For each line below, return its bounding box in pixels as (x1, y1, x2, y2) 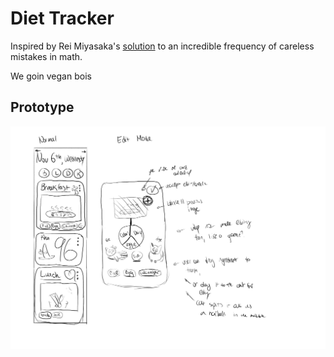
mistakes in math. (10, 50, 83, 62)
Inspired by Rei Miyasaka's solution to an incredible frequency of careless (10, 40, 315, 52)
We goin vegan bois (10, 70, 92, 82)
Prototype (10, 99, 75, 116)
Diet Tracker (10, 7, 115, 30)
